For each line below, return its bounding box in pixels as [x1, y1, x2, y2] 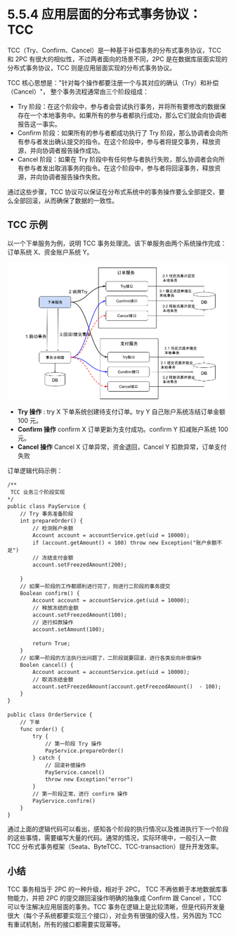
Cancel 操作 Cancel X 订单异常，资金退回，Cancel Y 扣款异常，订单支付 [17, 443, 227, 451]
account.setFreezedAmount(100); [32, 611, 128, 619]
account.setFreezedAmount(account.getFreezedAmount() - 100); [32, 683, 221, 690]
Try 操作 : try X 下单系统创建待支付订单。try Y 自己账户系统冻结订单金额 [17, 407, 226, 416]
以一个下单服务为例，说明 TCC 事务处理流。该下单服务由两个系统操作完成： [7, 238, 227, 247]
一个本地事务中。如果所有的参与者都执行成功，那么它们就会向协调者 [29, 110, 227, 120]
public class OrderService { [7, 711, 93, 718]
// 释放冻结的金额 [32, 604, 79, 612]
